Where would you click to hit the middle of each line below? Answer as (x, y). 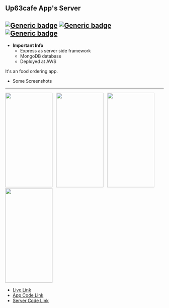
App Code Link (28, 295)
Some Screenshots (32, 81)
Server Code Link (30, 301)
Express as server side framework (56, 51)
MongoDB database (41, 56)
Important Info (28, 45)
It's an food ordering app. (32, 71)
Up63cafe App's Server (43, 8)
